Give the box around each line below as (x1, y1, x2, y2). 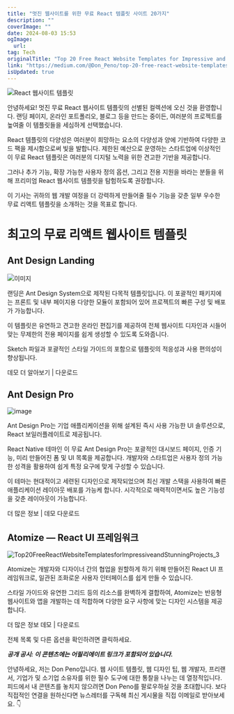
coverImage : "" (7, 23, 52, 30)
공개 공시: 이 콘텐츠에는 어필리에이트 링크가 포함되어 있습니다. (7, 650, 173, 658)
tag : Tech (7, 49, 36, 56)
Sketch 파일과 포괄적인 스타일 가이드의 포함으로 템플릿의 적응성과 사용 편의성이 (7, 344, 222, 353)
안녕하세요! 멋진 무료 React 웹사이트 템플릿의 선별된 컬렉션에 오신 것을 (7, 103, 198, 111)
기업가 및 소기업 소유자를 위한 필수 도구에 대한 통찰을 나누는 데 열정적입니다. (16, 674, 223, 682)
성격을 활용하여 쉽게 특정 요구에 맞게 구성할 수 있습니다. (14, 462, 165, 470)
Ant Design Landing (7, 255, 95, 267)
